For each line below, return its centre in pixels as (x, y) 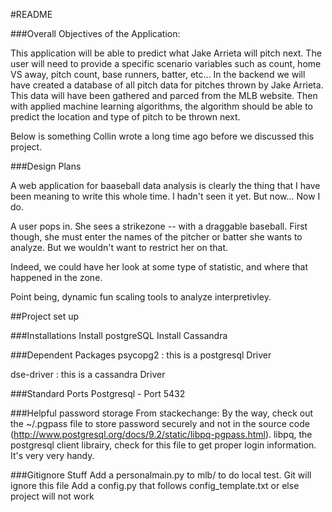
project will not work (52, 496)
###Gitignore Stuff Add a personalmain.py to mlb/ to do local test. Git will (161, 475)
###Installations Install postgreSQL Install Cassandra (119, 335)
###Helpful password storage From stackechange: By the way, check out (162, 413)
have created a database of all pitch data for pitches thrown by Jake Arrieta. (167, 85)
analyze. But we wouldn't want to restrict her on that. (119, 247)
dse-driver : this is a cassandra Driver (88, 374)
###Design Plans (46, 166)
